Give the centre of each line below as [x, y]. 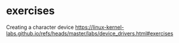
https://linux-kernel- [99, 27]
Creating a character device [40, 27]
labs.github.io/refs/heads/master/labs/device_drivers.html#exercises [90, 33]
